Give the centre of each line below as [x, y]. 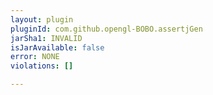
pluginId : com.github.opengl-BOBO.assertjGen [106, 29]
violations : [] [42, 66]
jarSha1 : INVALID [46, 38]
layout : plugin [42, 19]
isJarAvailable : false [57, 47]
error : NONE [35, 57]
